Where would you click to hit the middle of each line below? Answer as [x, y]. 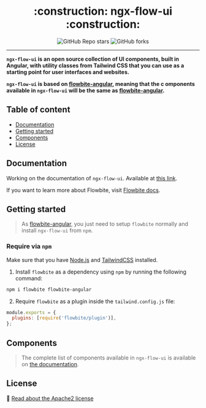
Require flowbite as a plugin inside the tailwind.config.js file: [95, 301]
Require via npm [29, 247]
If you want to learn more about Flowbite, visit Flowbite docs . [83, 190]
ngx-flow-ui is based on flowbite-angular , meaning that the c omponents [101, 83]
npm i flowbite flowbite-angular [49, 290]
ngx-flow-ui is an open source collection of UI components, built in [93, 59]
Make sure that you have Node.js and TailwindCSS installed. [82, 260]
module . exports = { [31, 312]
